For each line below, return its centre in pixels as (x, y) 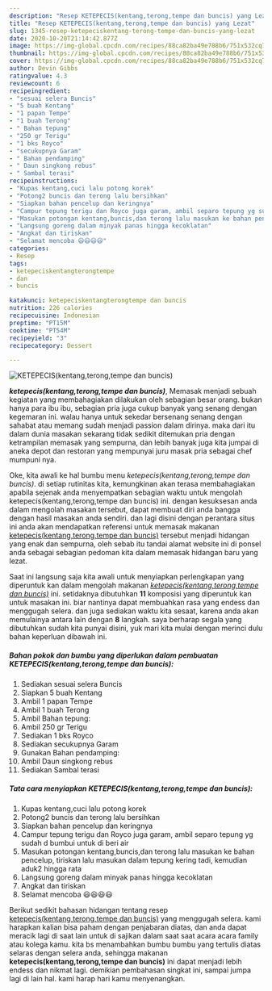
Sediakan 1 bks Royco (57, 736)
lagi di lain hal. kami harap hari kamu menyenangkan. (97, 979)
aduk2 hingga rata (51, 869)
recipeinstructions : (44, 181)
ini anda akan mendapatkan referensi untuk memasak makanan (114, 527)
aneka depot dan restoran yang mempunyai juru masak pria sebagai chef (131, 451)
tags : (18, 263)
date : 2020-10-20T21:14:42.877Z (63, 38)
